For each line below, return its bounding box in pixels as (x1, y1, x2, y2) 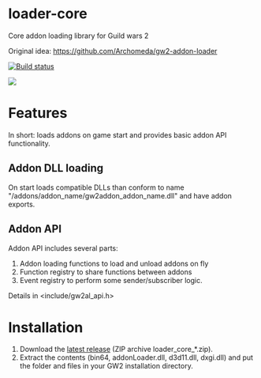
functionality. (8, 138, 51, 148)
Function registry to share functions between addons (19, 266, 192, 277)
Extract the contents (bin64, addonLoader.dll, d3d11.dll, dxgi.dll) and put (19, 353, 254, 362)
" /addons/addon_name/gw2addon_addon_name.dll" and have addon (8, 191, 233, 200)
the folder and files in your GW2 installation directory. (19, 361, 193, 371)
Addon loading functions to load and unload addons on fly (19, 259, 209, 268)
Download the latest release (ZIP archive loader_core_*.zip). (19, 345, 213, 354)
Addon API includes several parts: (8, 243, 118, 253)
